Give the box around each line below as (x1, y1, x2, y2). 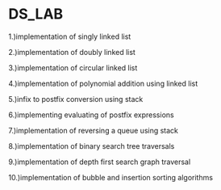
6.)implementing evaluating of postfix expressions (8, 110, 175, 120)
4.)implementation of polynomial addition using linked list (8, 78, 198, 88)
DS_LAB (8, 5, 64, 23)
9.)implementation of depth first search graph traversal (8, 157, 191, 167)
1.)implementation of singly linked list (8, 32, 131, 41)
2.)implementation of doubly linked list (8, 47, 136, 57)
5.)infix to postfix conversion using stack (8, 94, 144, 103)
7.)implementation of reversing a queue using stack (8, 125, 179, 135)
